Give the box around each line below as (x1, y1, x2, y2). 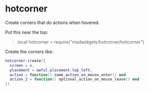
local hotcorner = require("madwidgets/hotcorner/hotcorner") (17, 38, 145, 45)
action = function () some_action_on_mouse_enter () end (9, 72, 126, 77)
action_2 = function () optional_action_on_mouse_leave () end (9, 77, 140, 82)
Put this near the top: (5, 29, 48, 35)
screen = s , (9, 63, 35, 68)
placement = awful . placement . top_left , (9, 67, 93, 72)
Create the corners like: (5, 48, 54, 54)
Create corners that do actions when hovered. (5, 19, 100, 25)
